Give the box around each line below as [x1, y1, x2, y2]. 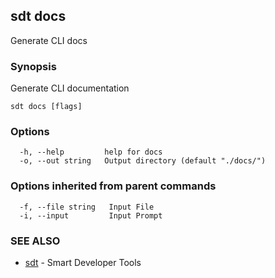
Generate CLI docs [10, 34, 88, 46]
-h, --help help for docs [19, 147, 163, 158]
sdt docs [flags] [10, 102, 83, 112]
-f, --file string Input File [19, 202, 155, 212]
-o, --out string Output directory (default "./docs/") [19, 156, 267, 166]
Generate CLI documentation [10, 82, 130, 94]
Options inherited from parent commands [10, 179, 217, 193]
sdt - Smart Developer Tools [24, 257, 142, 268]
